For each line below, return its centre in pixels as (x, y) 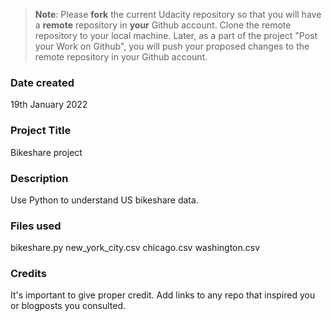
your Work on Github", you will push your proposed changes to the (172, 46)
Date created (42, 82)
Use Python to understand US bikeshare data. (104, 200)
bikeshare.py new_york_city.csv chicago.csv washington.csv (135, 248)
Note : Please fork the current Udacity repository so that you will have (178, 14)
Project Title (41, 131)
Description (39, 178)
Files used (36, 226)
